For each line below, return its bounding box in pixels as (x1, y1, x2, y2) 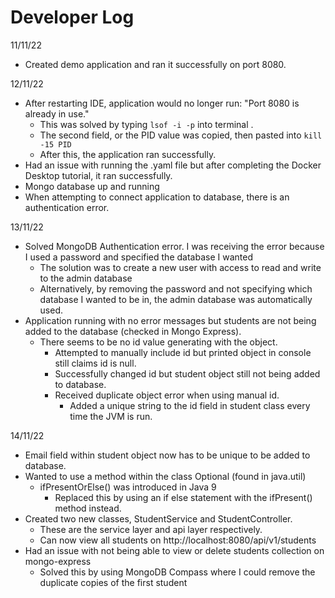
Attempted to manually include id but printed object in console (54, 346, 312, 358)
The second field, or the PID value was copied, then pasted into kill (39, 129, 323, 141)
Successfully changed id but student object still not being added (54, 367, 321, 380)
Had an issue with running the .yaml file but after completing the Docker (24, 159, 322, 171)
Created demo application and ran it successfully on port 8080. (24, 58, 287, 70)
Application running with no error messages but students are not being (24, 314, 317, 326)
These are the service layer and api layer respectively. (39, 523, 263, 535)
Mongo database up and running (24, 180, 160, 192)
